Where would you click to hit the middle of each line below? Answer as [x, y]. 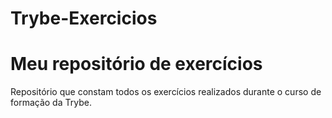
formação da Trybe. [51, 103]
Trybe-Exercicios [84, 18]
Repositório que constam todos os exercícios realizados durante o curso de [166, 92]
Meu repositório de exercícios [136, 64]
